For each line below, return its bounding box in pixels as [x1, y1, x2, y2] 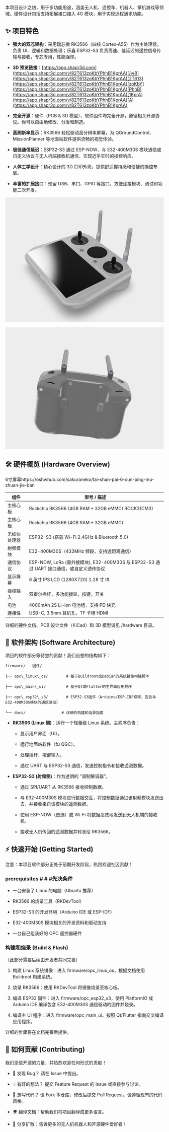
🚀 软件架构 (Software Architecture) [5, 638, 116, 647]
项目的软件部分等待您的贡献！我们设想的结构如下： [5, 653, 111, 659]
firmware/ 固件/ [5, 664, 42, 669]
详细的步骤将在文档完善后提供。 [5, 1029, 71, 1035]
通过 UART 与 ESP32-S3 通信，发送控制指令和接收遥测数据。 [20, 762, 147, 769]
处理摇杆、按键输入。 [20, 752, 64, 758]
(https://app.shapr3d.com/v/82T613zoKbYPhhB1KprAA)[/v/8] [12, 70, 139, 76]
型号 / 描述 [84, 494, 107, 500]
